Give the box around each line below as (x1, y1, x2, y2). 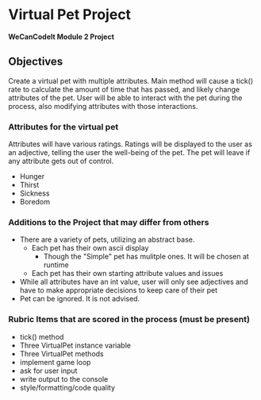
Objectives (8, 55, 63, 68)
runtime (43, 260, 69, 270)
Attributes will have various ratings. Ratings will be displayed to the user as (8, 139, 252, 149)
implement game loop (19, 357, 91, 367)
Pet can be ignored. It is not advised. (19, 294, 140, 304)
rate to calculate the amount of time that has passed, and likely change (8, 84, 240, 94)
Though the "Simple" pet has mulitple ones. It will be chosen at (43, 252, 250, 262)
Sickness (19, 188, 50, 198)
